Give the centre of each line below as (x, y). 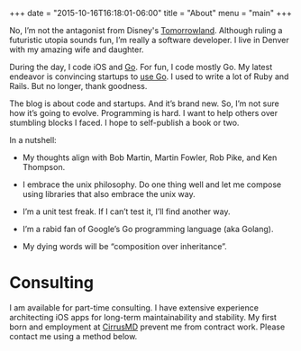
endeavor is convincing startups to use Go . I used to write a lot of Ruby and (149, 76)
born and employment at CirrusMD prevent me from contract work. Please (147, 327)
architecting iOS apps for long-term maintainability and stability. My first (143, 317)
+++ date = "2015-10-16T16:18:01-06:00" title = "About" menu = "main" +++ (151, 13)
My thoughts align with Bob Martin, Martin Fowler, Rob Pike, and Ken (150, 157)
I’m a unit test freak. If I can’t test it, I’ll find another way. (126, 211)
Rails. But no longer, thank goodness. (78, 86)
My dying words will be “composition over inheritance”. (124, 246)
